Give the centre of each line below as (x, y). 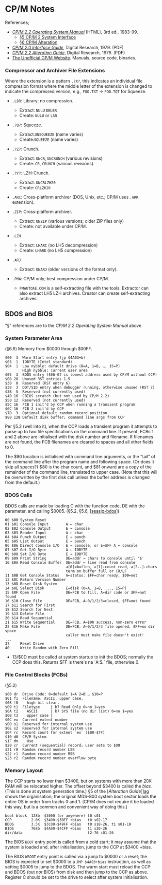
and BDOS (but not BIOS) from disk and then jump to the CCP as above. (77, 872)
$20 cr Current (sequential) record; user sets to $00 (63, 745)
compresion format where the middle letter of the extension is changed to (79, 86)
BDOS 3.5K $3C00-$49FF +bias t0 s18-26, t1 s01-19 (68, 825)
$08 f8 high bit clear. (32, 703)
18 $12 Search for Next (29, 609)
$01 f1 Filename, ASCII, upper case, (44, 698)
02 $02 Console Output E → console (48, 528)
